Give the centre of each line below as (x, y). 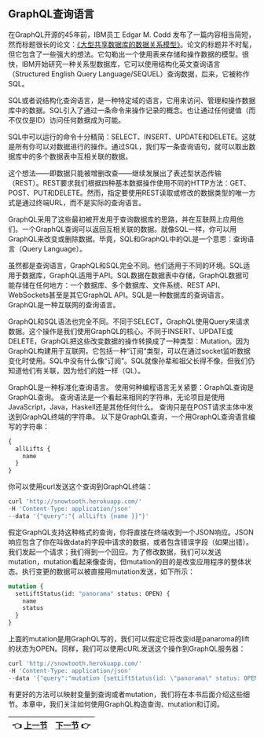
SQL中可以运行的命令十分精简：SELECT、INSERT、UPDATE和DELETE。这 (128, 137)
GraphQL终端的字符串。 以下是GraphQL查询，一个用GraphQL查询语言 (135, 417)
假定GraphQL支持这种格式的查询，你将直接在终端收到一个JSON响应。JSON (131, 532)
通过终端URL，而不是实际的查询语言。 (84, 202)
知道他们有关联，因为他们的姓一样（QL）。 (77, 370)
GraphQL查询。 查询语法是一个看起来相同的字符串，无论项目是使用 (117, 397)
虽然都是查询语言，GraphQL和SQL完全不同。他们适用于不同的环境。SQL (126, 265)
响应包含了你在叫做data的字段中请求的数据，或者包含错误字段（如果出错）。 (130, 542)
